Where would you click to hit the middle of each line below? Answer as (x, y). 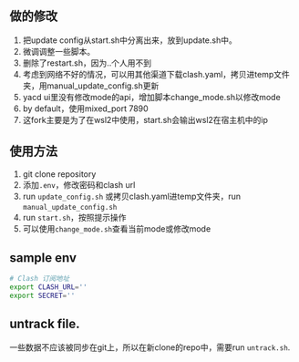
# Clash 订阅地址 (40, 279)
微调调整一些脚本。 (59, 51)
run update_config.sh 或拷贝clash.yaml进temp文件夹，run (132, 196)
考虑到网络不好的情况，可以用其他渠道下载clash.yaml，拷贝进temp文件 (156, 74)
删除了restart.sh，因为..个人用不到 (87, 63)
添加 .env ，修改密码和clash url (79, 184)
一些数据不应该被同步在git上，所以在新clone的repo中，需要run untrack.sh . (150, 347)
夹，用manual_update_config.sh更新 (91, 86)
